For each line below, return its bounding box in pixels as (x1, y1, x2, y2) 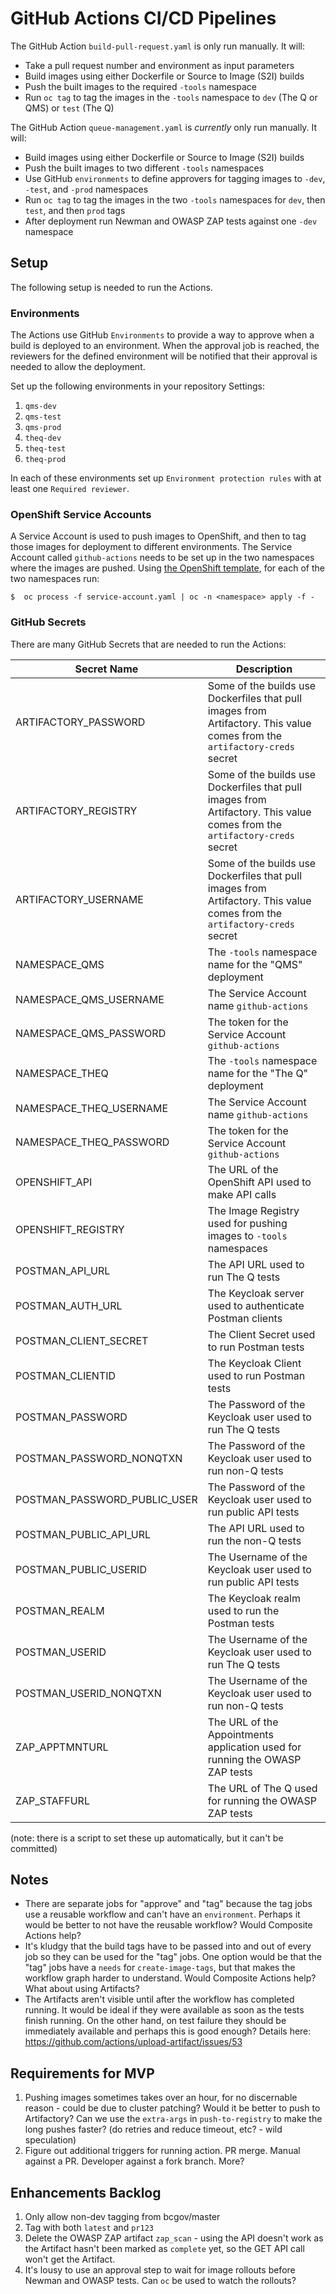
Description (235, 662, 293, 676)
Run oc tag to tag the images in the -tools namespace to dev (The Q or (24, 91, 318, 103)
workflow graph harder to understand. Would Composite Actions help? (24, 1972, 317, 1984)
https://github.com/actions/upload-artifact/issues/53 (24, 2036, 243, 2048)
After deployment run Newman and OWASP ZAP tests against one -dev (24, 215, 318, 227)
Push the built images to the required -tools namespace (24, 80, 257, 92)
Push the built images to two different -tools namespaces (24, 162, 265, 174)
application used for (207, 1740, 302, 1754)
